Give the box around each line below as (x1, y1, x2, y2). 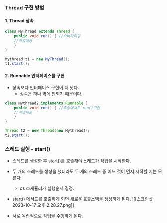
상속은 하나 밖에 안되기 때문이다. (19, 91, 83, 97)
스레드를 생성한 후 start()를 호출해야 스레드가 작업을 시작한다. (12, 158, 131, 164)
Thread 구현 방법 (5, 4, 45, 11)
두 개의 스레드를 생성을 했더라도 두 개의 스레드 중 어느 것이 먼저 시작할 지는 (12, 168, 157, 174)
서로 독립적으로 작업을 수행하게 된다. (12, 213, 83, 219)
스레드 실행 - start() (5, 145, 51, 152)
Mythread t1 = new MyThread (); (5, 56, 70, 62)
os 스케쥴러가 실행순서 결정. (19, 185, 74, 191)
